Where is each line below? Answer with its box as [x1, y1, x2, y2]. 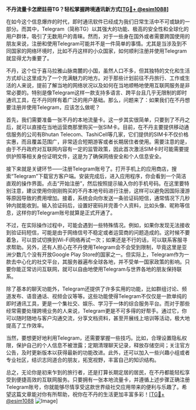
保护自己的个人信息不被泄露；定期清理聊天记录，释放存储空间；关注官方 [16, 342, 190, 348]
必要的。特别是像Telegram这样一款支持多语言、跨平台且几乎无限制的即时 [10, 89, 187, 96]
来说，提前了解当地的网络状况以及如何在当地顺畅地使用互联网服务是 [21, 82, 185, 88]
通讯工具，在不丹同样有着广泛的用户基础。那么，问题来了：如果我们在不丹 [6, 97, 185, 103]
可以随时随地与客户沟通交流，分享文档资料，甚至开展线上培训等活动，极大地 [6, 315, 190, 322]
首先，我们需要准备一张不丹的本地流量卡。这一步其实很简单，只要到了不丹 [6, 117, 185, 123]
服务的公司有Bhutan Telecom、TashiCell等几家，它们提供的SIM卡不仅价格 [10, 131, 189, 138]
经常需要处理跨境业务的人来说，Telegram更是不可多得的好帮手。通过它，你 [6, 307, 187, 314]
